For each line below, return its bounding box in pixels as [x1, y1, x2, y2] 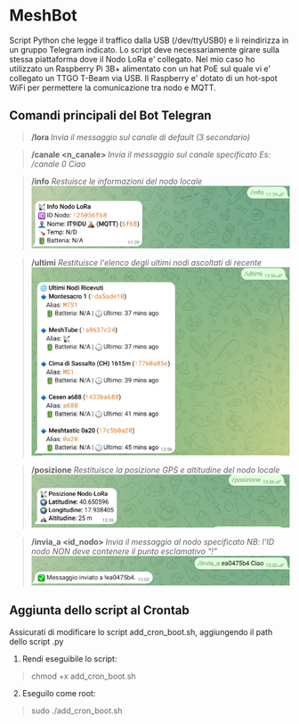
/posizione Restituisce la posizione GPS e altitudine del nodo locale [30, 465, 280, 475]
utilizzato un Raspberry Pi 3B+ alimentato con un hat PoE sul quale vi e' [9, 63, 271, 74]
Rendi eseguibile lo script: [21, 653, 117, 664]
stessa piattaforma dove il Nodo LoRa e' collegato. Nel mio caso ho [9, 53, 255, 64]
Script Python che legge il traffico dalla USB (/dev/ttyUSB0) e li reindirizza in [9, 35, 289, 45]
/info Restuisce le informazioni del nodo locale [30, 176, 203, 186]
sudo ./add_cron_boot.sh [30, 705, 123, 716]
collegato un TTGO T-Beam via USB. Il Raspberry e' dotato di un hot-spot [9, 72, 278, 83]
